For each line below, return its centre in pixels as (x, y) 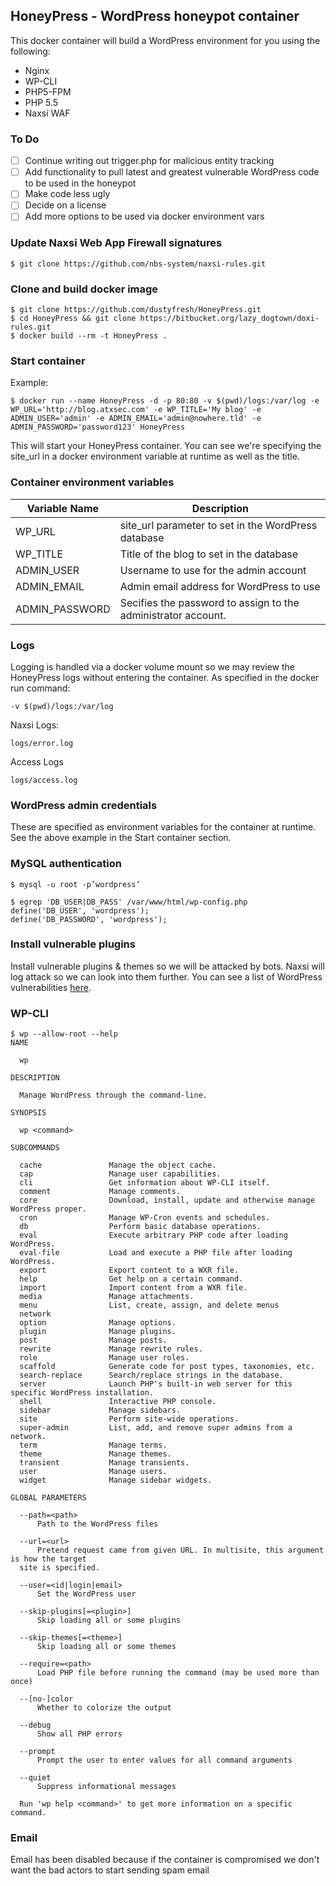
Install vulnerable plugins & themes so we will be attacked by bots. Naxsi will (167, 966)
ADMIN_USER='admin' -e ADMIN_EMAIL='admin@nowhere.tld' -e (136, 419)
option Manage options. (98, 1323)
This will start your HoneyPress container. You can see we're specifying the (166, 446)
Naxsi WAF (47, 113)
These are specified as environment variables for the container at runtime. (163, 827)
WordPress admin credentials (84, 805)
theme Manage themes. (95, 1454)
